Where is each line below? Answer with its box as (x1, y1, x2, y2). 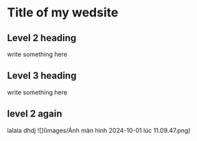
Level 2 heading (7, 32, 77, 44)
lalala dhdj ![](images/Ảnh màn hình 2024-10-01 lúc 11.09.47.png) (7, 126, 191, 134)
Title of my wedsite (7, 5, 119, 21)
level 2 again (7, 108, 62, 120)
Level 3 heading (7, 70, 77, 81)
